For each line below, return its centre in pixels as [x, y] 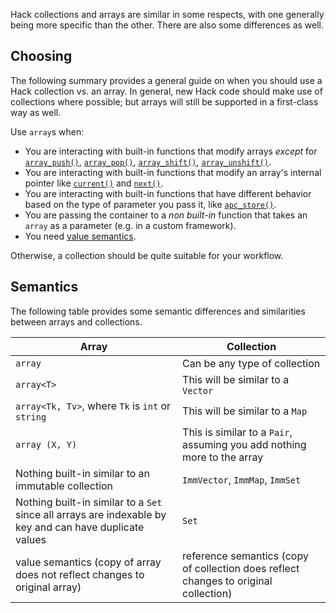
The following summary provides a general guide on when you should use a [166, 80]
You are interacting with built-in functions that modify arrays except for [171, 151]
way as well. [36, 112]
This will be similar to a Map [245, 411]
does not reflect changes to [80, 574]
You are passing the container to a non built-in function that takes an [166, 215]
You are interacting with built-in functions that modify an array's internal [173, 172]
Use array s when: [47, 131]
